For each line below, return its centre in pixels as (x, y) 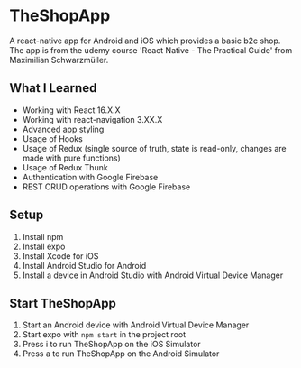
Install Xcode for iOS (60, 256)
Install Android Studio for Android (84, 265)
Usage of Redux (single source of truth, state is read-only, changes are (154, 148)
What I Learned (53, 88)
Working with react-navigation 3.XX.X (92, 119)
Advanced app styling (63, 129)
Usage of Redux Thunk (65, 167)
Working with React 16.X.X (71, 110)
